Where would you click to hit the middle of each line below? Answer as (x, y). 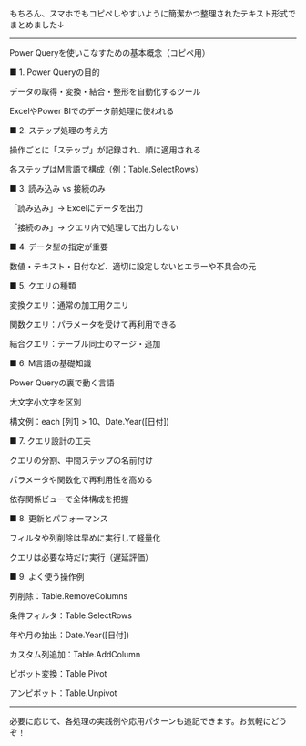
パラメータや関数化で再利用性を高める (81, 479)
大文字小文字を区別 (46, 402)
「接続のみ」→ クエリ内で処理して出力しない (94, 227)
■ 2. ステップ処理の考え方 (59, 130)
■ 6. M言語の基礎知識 (51, 363)
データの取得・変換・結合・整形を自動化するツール (105, 91)
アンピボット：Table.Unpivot (63, 693)
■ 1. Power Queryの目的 (55, 72)
